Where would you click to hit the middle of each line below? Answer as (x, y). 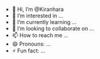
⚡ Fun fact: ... (28, 51)
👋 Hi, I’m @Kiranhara (38, 9)
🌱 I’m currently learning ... (44, 22)
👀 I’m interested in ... (38, 16)
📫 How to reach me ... (40, 35)
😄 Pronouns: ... (32, 44)
